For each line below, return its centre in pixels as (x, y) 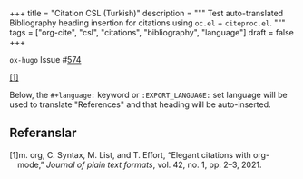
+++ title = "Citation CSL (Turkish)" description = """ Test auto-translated (147, 13)
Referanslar (43, 133)
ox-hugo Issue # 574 (45, 60)
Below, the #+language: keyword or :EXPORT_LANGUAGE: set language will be (148, 95)
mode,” (31, 164)
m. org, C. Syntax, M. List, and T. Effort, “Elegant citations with (134, 154)
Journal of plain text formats (99, 164)
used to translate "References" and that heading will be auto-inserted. (140, 104)
